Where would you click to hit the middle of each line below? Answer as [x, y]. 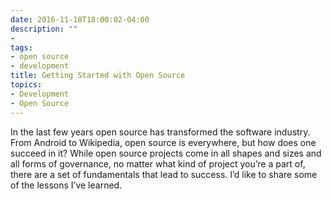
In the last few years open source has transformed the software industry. [160, 132]
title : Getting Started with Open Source [98, 76]
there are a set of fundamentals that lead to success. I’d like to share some [164, 174]
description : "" [44, 29]
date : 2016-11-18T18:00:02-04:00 [80, 19]
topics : [26, 85]
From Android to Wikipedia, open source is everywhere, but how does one [163, 142]
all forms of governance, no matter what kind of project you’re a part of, [158, 163]
